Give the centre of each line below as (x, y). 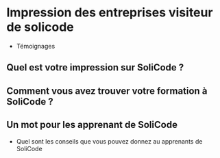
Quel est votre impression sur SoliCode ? (95, 67)
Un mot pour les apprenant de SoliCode (92, 125)
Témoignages (36, 46)
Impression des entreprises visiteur (110, 13)
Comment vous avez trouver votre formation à (107, 91)
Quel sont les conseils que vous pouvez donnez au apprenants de (109, 141)
